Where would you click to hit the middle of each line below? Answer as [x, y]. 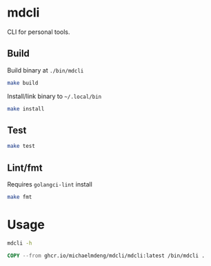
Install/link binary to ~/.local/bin [54, 96]
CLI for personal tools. [39, 32]
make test [21, 146]
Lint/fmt [25, 168]
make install [26, 108]
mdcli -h [20, 243]
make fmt [20, 197]
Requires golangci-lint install [50, 184]
